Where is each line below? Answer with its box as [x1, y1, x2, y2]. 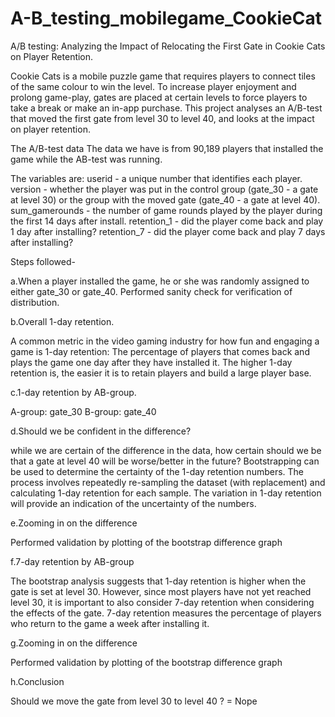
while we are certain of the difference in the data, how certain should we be [10, 444, 322, 456]
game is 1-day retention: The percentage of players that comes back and [10, 345, 310, 357]
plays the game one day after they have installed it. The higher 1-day [10, 356, 293, 368]
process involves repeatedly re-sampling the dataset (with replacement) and [10, 476, 326, 488]
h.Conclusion [10, 675, 65, 687]
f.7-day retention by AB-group [10, 555, 135, 567]
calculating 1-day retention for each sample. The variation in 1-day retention [10, 487, 322, 499]
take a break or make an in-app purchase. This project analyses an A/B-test [10, 102, 323, 114]
